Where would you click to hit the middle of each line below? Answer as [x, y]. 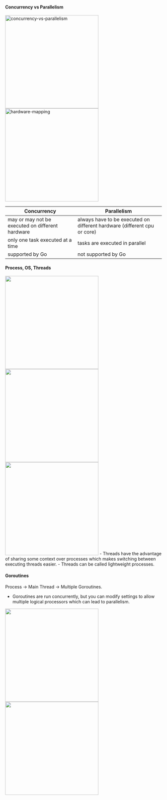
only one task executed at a [40, 240]
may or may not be [29, 219]
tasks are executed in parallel [112, 243]
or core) [87, 232]
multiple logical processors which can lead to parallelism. [71, 601]
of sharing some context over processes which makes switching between [81, 559]
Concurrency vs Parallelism [34, 7]
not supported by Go [102, 254]
